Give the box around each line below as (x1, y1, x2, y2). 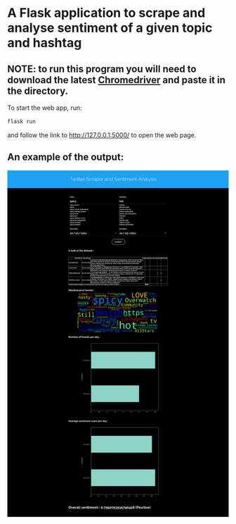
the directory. (7, 85, 69, 96)
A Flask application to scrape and (7, 5, 206, 21)
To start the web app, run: (7, 104, 82, 112)
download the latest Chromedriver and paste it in (7, 74, 226, 86)
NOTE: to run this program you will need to (7, 63, 197, 75)
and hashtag (7, 35, 82, 51)
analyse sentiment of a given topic (7, 20, 213, 36)
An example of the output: (7, 151, 124, 163)
